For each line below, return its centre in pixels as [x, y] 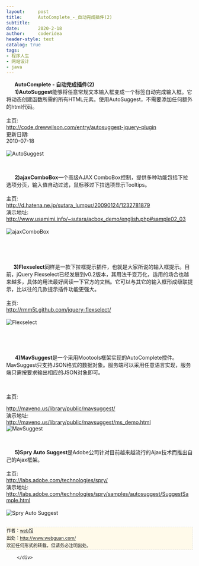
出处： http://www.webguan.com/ [41, 538]
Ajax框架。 [30, 460]
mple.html [18, 501]
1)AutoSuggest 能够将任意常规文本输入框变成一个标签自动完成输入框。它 [103, 92]
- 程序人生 [18, 56]
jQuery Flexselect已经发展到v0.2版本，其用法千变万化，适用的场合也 [100, 275]
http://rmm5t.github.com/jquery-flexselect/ [59, 310]
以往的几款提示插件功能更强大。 [60, 290]
